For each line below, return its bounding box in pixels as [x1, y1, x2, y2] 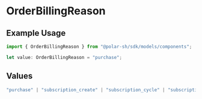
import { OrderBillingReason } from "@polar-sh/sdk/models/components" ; [6, 44, 192, 49]
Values [6, 71, 33, 81]
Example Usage [6, 28, 66, 38]
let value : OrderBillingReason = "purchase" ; [6, 54, 122, 60]
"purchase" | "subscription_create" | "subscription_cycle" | [6, 86, 165, 93]
